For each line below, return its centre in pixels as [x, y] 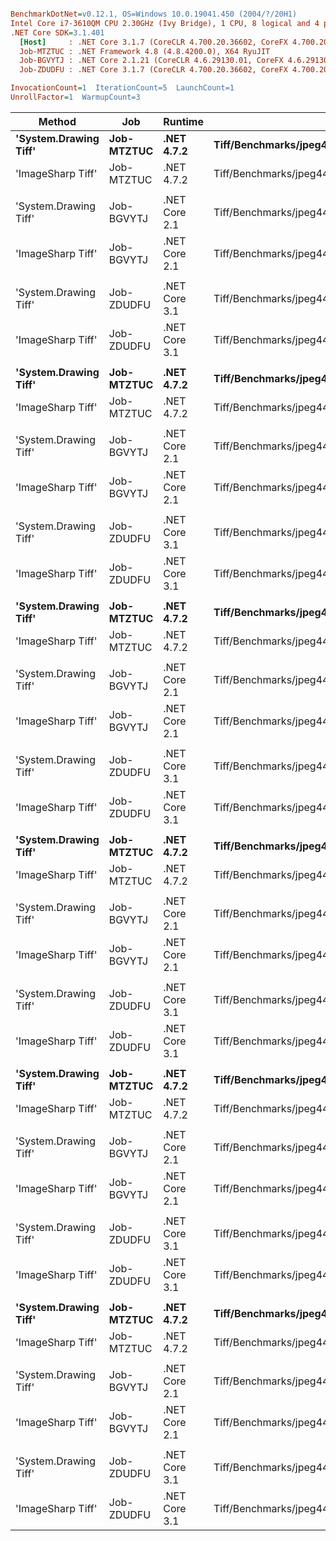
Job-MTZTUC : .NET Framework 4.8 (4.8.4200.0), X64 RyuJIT [145, 51]
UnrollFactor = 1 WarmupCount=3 [75, 97]
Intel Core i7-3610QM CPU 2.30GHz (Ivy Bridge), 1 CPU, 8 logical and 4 [165, 23]
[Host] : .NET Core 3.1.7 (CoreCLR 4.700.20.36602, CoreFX [153, 42]
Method [57, 121]
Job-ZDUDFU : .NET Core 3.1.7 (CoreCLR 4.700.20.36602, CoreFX [153, 70]
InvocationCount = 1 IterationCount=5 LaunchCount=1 [122, 88]
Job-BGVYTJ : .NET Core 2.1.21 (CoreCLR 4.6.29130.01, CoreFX [151, 61]
